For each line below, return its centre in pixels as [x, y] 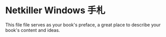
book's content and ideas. [33, 30]
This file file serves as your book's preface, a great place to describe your [83, 25]
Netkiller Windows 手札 [55, 10]
